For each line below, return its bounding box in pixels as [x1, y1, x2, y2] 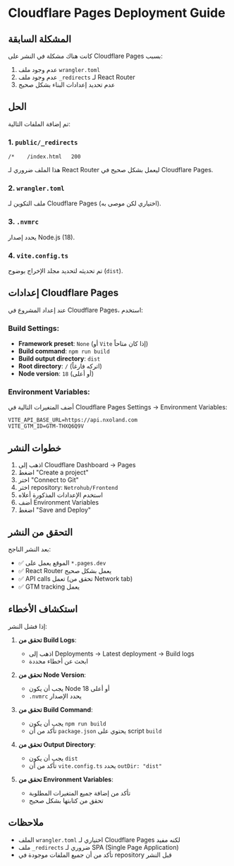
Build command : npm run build [18, 347, 110, 356]
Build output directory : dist [18, 354, 101, 363]
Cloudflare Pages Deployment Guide [8, 5, 226, 21]
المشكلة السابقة [8, 33, 71, 45]
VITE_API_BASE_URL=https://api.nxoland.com [8, 416, 138, 424]
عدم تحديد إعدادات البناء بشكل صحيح [18, 80, 116, 89]
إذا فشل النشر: [8, 622, 48, 630]
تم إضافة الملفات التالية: [8, 119, 71, 128]
